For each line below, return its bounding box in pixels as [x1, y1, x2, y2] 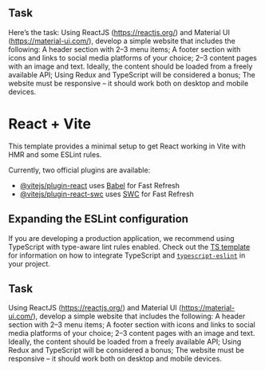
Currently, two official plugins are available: [8, 165, 151, 175]
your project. [8, 259, 50, 268]
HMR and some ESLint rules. [8, 149, 102, 159]
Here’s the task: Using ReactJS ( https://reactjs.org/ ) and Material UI [8, 27, 230, 37]
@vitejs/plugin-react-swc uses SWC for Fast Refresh [19, 189, 194, 199]
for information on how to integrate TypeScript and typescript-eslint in [8, 251, 246, 260]
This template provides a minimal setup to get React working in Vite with [8, 141, 246, 151]
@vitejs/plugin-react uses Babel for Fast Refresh [19, 180, 180, 190]
